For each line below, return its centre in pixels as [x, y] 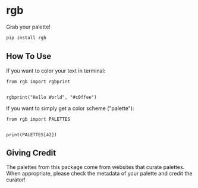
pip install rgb [26, 37]
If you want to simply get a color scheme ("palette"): [70, 108]
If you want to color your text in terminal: [56, 70]
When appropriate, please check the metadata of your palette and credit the [99, 174]
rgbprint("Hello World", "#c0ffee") [51, 97]
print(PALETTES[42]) [32, 134]
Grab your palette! [28, 27]
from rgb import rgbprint [38, 82]
